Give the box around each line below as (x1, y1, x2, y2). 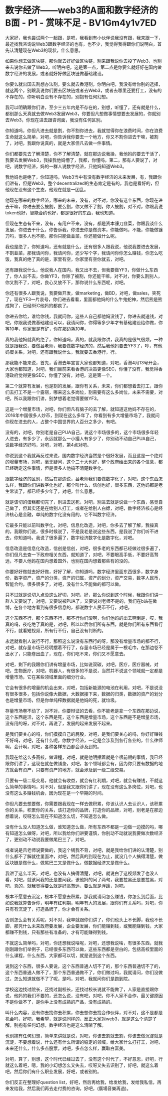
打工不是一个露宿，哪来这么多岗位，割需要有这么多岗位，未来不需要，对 (13, 389, 163, 395)
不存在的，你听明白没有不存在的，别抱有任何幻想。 (5, 93, 110, 99)
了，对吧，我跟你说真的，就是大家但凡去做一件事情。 (5, 140, 115, 146)
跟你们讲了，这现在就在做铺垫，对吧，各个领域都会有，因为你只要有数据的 (5, 760, 158, 766)
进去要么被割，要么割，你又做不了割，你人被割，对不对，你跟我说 (26, 203, 163, 209)
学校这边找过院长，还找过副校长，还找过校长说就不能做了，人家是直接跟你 (5, 986, 158, 992)
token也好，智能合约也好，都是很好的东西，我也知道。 (5, 209, 117, 216)
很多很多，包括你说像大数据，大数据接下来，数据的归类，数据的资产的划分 (9, 691, 163, 697)
